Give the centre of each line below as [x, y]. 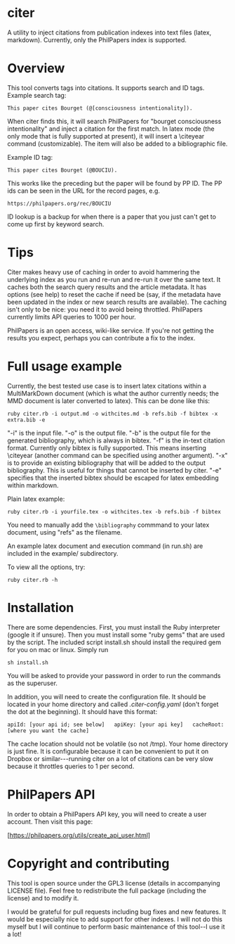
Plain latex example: [36, 499]
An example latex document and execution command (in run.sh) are [105, 546]
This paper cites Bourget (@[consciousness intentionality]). [100, 108]
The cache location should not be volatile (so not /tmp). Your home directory [118, 744]
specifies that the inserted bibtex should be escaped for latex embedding [113, 478]
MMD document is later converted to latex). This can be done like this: [109, 401]
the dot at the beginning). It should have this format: [82, 711]
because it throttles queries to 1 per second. [71, 766]
